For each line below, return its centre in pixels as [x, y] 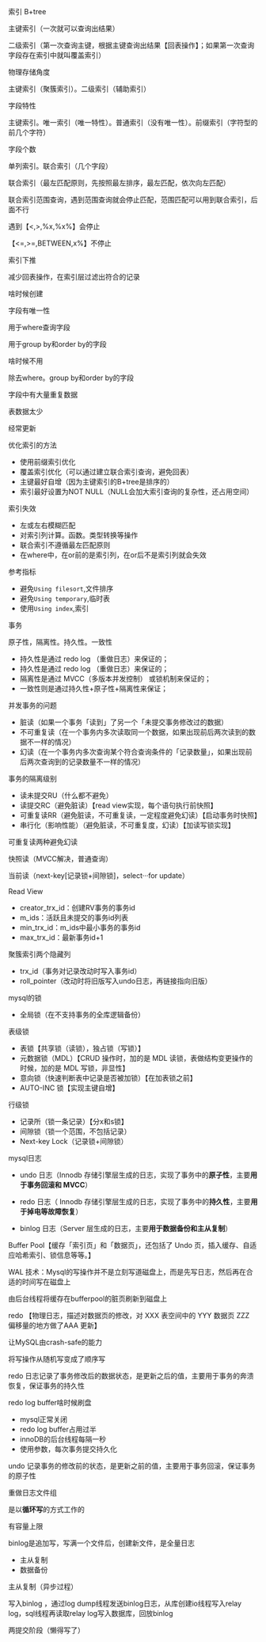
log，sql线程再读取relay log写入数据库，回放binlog [91, 1613]
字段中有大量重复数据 [43, 395]
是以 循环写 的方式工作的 [46, 1509]
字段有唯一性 [29, 310]
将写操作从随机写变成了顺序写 [57, 1359]
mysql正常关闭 [44, 1419]
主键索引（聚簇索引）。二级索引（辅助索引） [79, 89]
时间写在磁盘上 [46, 1282]
